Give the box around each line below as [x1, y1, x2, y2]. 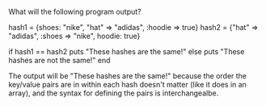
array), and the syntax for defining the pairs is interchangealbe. [8, 88, 219, 98]
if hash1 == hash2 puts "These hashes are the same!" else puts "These [8, 47, 245, 56]
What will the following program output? [8, 7, 141, 16]
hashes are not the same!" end [8, 56, 111, 65]
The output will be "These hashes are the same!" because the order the [8, 71, 247, 80]
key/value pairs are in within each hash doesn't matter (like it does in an [8, 80, 247, 89]
